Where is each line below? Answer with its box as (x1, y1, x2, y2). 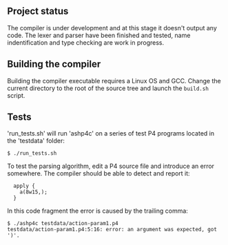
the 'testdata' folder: (7, 137, 65, 145)
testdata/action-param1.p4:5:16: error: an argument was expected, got (7, 226, 217, 233)
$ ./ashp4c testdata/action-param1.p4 (7, 220, 118, 227)
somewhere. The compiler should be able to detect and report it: (7, 169, 191, 178)
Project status (7, 6, 69, 17)
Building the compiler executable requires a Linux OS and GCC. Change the (7, 76, 222, 85)
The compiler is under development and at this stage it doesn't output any (7, 23, 217, 32)
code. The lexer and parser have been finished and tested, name (7, 31, 191, 39)
